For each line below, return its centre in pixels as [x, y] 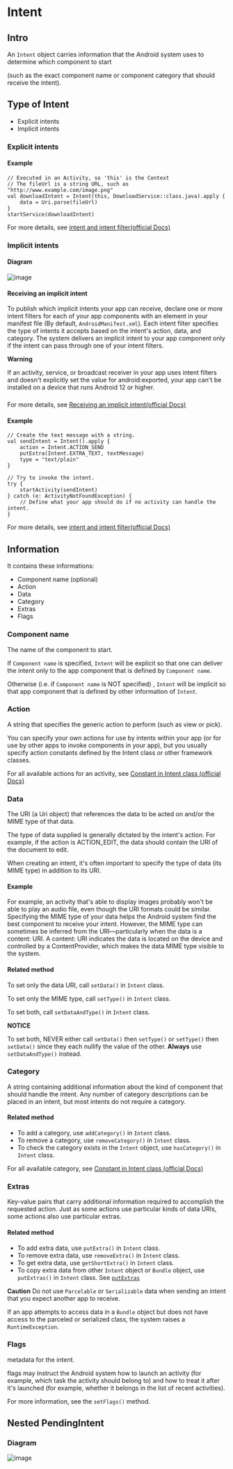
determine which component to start [59, 62]
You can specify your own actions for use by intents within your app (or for [114, 738]
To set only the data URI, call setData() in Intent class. [86, 985]
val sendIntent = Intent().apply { [59, 441]
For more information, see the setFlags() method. [79, 1401]
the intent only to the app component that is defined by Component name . [110, 670]
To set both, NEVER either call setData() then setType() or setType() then [113, 1039]
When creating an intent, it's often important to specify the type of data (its [114, 863]
